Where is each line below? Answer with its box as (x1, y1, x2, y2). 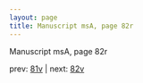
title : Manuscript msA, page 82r (9, 21, 134, 30)
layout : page (9, 12, 58, 22)
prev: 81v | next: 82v (9, 63, 85, 74)
